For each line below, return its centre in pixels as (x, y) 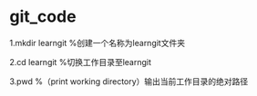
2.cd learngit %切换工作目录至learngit (81, 62)
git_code (43, 17)
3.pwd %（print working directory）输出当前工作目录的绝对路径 (129, 81)
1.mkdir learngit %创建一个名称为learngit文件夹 (97, 43)
